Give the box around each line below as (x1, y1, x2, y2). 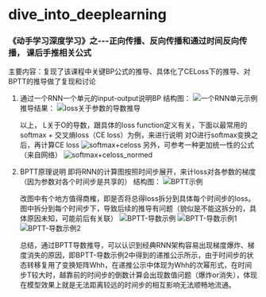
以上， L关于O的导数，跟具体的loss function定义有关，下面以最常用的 (19, 121, 248, 130)
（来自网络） (19, 150, 62, 160)
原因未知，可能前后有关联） (26, 214, 118, 223)
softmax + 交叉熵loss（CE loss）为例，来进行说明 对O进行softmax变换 (19, 130, 252, 140)
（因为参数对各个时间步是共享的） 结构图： (19, 177, 161, 187)
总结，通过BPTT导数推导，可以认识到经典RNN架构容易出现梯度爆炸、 (19, 241, 249, 250)
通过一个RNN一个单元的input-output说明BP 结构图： (19, 94, 191, 103)
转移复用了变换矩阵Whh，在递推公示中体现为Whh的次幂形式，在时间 (26, 260, 253, 270)
